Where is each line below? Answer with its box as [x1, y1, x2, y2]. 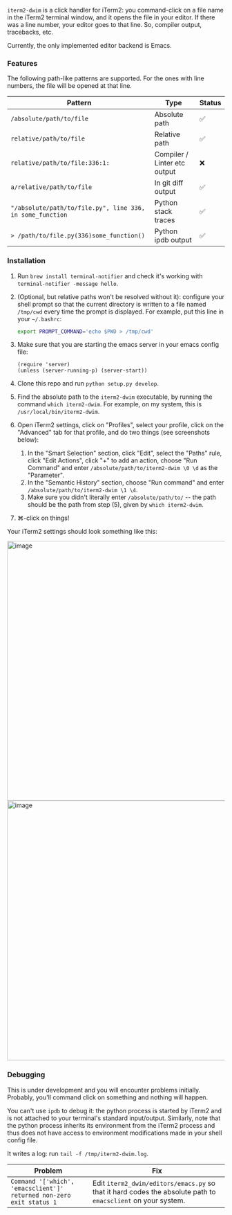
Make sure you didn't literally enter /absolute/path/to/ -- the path [27, 493, 216, 501]
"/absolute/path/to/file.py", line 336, [10, 204, 145, 212]
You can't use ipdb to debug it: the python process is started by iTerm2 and [7, 1106, 222, 1115]
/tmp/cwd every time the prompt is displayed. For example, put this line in [17, 307, 224, 316]
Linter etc [154, 159, 185, 168]
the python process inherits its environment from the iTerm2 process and [7, 1121, 215, 1129]
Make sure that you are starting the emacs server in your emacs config [17, 341, 220, 349]
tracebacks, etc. [7, 28, 54, 36]
